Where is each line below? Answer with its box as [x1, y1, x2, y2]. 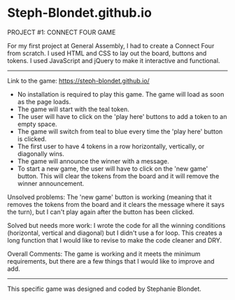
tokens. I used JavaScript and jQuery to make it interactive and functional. [7, 56, 220, 64]
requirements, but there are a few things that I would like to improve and [7, 257, 215, 265]
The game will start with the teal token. [17, 105, 129, 113]
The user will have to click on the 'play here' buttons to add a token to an [17, 112, 227, 120]
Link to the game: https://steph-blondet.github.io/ [7, 76, 150, 85]
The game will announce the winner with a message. [17, 157, 170, 165]
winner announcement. [17, 179, 85, 187]
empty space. [17, 120, 57, 128]
